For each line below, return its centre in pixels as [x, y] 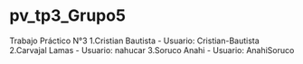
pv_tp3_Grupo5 [68, 16]
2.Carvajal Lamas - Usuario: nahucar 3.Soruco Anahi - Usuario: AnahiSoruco [152, 50]
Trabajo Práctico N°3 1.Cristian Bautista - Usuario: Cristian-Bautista [134, 41]
